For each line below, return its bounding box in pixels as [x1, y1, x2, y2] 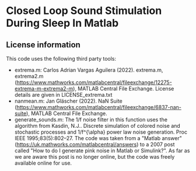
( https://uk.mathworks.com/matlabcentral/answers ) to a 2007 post [14, 141, 175, 148]
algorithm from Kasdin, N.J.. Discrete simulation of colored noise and [14, 123, 181, 129]
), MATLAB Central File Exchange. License [72, 85, 174, 92]
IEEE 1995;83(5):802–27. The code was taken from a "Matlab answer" [14, 135, 182, 141]
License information [6, 40, 80, 50]
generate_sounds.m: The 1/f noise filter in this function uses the [14, 116, 168, 123]
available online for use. [14, 159, 72, 166]
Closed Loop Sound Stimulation [6, 4, 162, 18]
